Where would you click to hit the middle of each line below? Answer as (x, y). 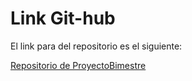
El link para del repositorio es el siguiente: (96, 46)
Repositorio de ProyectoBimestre (78, 65)
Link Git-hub (63, 18)
